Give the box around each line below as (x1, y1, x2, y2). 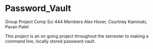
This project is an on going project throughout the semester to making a (5, 33, 149, 39)
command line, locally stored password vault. (5, 38, 96, 44)
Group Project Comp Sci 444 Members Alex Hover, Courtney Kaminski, (5, 19, 148, 24)
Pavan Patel (5, 24, 29, 29)
